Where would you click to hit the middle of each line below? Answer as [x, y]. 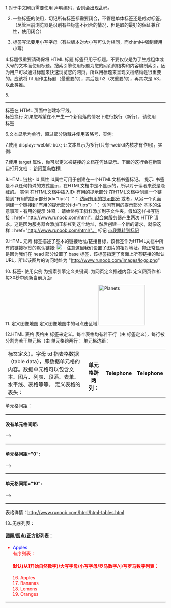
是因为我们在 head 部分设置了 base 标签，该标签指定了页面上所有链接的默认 [85, 254]
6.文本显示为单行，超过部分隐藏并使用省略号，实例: [59, 134]
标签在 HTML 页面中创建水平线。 [40, 110]
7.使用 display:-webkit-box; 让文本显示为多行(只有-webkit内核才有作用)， [82, 145]
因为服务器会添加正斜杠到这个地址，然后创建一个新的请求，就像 [90, 224]
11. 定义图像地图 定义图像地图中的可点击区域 [51, 323]
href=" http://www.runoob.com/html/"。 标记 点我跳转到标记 [77, 230]
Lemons [28, 589]
